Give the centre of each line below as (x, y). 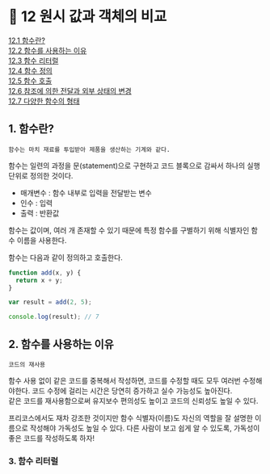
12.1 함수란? (27, 40)
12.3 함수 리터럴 (34, 61)
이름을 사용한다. (42, 240)
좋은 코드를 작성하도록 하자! (52, 438)
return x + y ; (39, 280)
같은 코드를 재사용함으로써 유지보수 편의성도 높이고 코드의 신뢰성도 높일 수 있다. (133, 401)
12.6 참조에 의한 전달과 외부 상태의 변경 (70, 90)
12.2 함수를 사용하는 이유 (48, 50)
